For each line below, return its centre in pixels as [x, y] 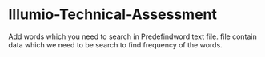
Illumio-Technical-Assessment [113, 15]
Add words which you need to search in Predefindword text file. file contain [133, 36]
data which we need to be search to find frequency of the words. [115, 44]
